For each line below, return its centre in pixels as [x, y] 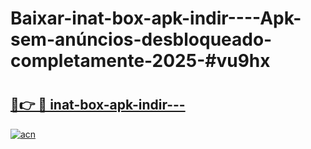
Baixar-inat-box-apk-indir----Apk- [156, 18]
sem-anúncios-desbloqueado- [141, 39]
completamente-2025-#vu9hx [140, 61]
